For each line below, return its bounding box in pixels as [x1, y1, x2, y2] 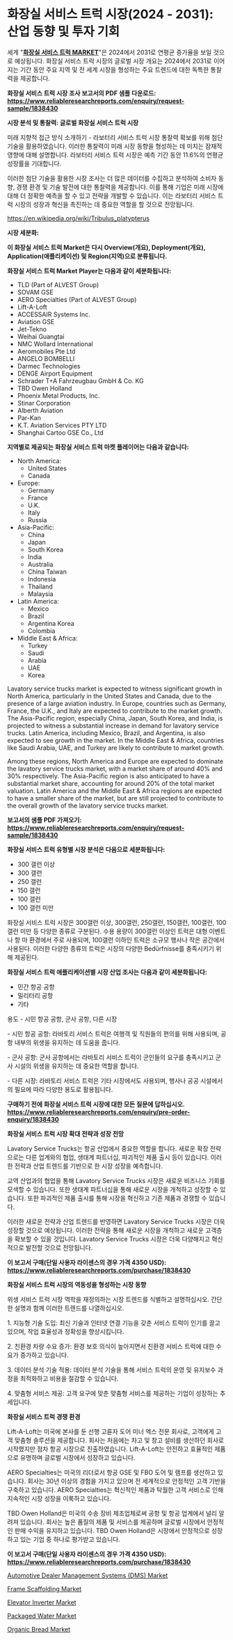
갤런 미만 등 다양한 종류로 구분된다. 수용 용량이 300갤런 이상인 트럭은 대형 [7, 926, 208, 935]
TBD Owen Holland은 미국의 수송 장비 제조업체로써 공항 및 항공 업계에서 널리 [7, 1509, 218, 1517]
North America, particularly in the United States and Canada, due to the [7, 691, 212, 700]
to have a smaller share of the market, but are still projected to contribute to [7, 794, 224, 802]
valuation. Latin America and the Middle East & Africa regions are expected [7, 787, 223, 795]
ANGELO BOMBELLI [17, 354, 75, 362]
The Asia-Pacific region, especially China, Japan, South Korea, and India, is [7, 714, 223, 722]
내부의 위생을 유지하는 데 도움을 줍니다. [14, 1038, 120, 1047]
